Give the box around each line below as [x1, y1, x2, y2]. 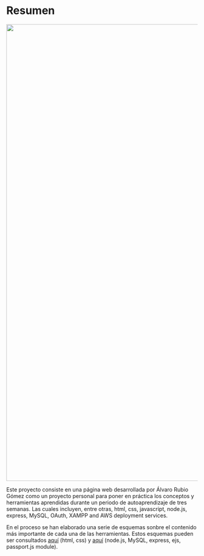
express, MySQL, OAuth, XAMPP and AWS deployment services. [6, 512, 168, 519]
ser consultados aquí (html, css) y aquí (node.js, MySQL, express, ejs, [6, 537, 181, 544]
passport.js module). [6, 543, 58, 550]
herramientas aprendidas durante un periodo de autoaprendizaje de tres [6, 499, 187, 506]
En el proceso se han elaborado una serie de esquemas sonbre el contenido [6, 523, 197, 530]
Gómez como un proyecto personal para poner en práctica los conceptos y [6, 492, 194, 499]
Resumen [6, 4, 55, 18]
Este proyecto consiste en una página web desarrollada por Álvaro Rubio [6, 485, 189, 493]
